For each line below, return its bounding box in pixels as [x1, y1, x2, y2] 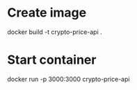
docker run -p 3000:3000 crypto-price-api [7, 75, 130, 83]
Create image [7, 5, 87, 21]
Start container [7, 52, 97, 68]
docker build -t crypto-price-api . [7, 28, 102, 36]
